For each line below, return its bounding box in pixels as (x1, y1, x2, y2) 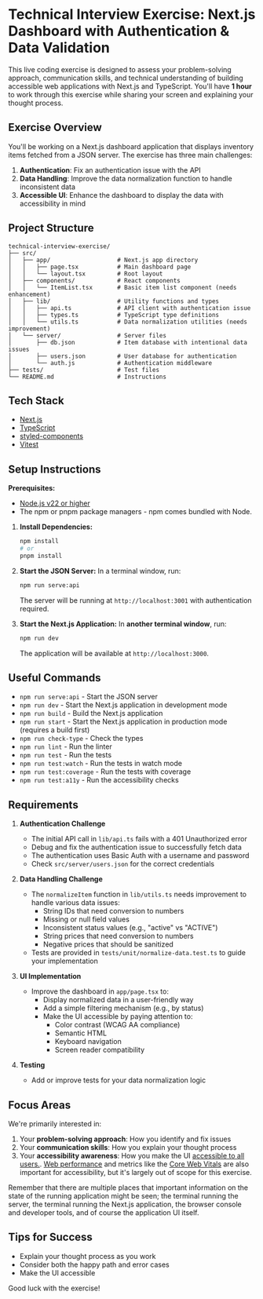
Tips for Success (8, 1231, 93, 1244)
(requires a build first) (19, 725, 90, 735)
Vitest (19, 440, 39, 449)
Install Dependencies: (19, 522, 93, 531)
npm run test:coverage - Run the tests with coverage (19, 767, 192, 776)
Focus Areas (8, 1098, 71, 1111)
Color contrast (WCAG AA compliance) (54, 1020, 181, 1030)
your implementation (31, 956, 98, 966)
